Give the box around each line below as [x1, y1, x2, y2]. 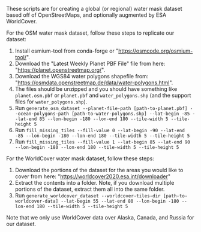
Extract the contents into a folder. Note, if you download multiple [14, 179, 175, 186]
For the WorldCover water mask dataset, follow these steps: [6, 155, 154, 162]
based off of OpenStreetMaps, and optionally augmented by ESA [6, 11, 167, 19]
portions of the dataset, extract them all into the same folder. [14, 185, 165, 193]
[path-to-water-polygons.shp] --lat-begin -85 [71, 111, 190, 117]
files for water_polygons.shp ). [14, 98, 88, 105]
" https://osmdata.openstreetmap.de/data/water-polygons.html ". [14, 79, 173, 86]
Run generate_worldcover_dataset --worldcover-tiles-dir [14, 192, 161, 199]
